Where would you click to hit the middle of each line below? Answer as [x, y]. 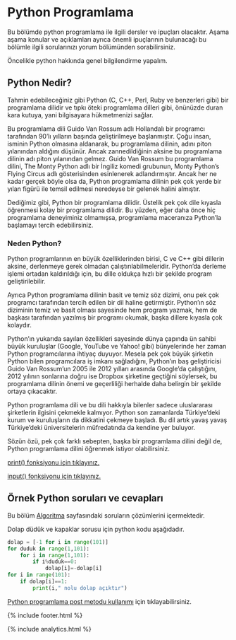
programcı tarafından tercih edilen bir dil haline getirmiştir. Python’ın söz [112, 303]
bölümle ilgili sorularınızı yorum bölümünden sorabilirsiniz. [92, 47]
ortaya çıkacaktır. [32, 391]
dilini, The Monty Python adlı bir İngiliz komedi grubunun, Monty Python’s [113, 166]
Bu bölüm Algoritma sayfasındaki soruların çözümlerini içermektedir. [106, 515]
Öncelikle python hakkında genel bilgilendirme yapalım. [87, 60]
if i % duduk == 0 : [55, 562]
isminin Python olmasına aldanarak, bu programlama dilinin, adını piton [110, 144]
